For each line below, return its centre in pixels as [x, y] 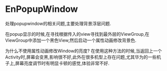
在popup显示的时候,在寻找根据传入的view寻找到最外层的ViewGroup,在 [77, 34]
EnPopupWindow [42, 9]
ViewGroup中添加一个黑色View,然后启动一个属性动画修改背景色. [71, 40]
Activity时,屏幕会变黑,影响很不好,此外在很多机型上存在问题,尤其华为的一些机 [83, 57]
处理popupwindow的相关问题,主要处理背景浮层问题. [58, 23]
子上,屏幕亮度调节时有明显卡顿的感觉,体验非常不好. [57, 63]
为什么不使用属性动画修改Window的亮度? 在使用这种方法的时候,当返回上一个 [83, 51]
